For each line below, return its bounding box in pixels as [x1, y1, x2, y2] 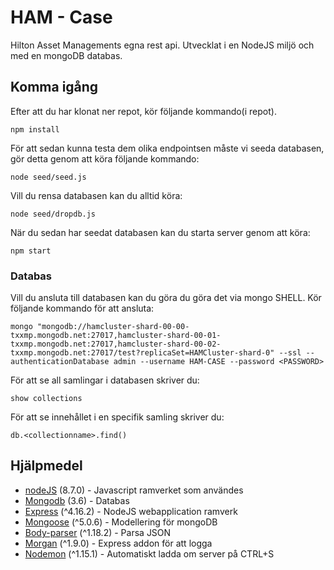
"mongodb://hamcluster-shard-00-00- [36, 322, 190, 332]
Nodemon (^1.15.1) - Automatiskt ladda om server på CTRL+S [24, 547, 275, 560]
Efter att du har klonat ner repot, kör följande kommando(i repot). [10, 105, 277, 117]
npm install [10, 124, 60, 135]
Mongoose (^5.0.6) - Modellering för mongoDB [24, 516, 218, 528]
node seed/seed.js [10, 172, 87, 182]
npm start [10, 246, 52, 256]
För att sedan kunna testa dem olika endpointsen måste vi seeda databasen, [10, 142, 325, 154]
